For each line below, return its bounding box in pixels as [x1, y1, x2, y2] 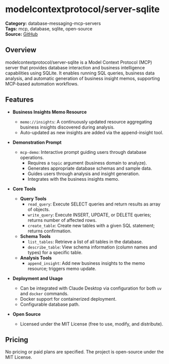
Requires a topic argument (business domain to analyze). [27, 159, 147, 166]
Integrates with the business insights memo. [27, 176, 120, 182]
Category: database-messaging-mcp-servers [5, 20, 101, 26]
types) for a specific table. [27, 249, 83, 255]
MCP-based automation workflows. [5, 80, 79, 87]
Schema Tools [20, 233, 51, 239]
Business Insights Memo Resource [12, 109, 87, 115]
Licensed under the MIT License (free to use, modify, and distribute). [20, 320, 163, 327]
